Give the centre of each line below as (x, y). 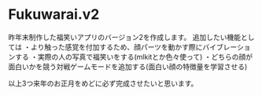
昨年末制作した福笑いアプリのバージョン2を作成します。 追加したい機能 (125, 37)
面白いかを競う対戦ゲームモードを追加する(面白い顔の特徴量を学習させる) (128, 66)
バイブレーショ (227, 47)
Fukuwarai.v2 (54, 15)
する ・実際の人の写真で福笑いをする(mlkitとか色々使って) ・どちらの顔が (134, 57)
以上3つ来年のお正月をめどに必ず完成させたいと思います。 (103, 83)
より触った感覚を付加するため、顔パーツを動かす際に (116, 47)
